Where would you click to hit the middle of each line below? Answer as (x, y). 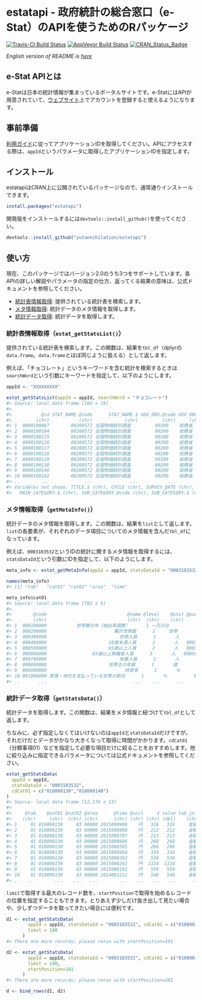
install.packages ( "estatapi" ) (44, 206)
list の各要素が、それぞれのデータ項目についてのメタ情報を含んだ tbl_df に (99, 531)
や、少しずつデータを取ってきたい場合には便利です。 (72, 908)
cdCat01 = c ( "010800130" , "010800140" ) (60, 791)
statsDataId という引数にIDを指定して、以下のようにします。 (81, 559)
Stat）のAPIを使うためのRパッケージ (97, 27)
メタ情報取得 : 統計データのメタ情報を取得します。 (77, 309)
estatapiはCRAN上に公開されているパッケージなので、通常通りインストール (100, 188)
